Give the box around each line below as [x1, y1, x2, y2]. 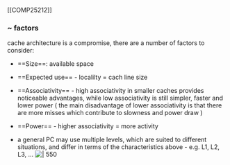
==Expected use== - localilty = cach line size [17, 73, 148, 82]
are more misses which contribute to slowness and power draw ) [17, 109, 203, 117]
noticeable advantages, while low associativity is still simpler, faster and [17, 94, 224, 103]
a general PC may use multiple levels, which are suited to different [17, 135, 207, 144]
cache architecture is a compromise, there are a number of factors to [7, 39, 205, 47]
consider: [7, 46, 35, 55]
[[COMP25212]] [7, 6, 52, 14]
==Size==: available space [17, 60, 95, 68]
